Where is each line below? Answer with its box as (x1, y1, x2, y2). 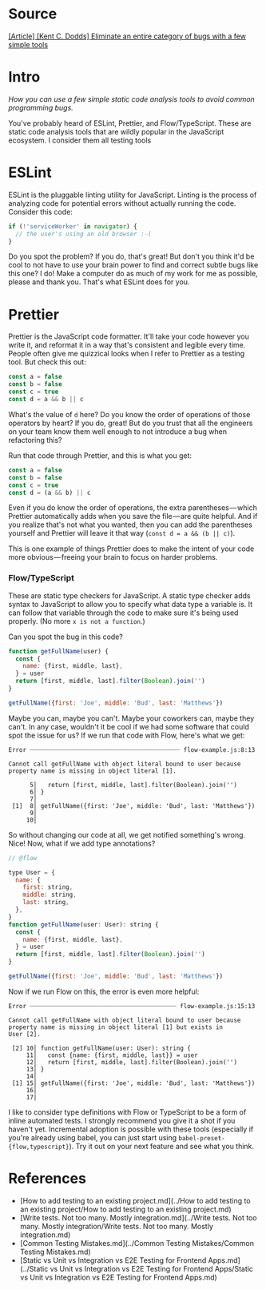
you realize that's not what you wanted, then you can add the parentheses (8, 520, 253, 529)
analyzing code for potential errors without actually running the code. (8, 198, 236, 208)
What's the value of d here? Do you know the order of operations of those (8, 409, 251, 419)
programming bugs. (8, 102, 73, 112)
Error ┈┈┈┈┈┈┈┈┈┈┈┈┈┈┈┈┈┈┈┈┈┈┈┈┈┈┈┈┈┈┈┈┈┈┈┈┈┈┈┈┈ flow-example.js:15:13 (8, 1002, 256, 1010)
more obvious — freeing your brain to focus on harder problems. (8, 553, 218, 562)
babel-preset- (178, 1134, 225, 1142)
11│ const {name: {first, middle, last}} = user (26, 1051, 198, 1059)
